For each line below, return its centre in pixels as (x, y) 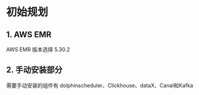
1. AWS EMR (29, 34)
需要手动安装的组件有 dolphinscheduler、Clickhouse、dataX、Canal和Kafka (100, 85)
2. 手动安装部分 (34, 70)
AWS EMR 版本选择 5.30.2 (38, 49)
